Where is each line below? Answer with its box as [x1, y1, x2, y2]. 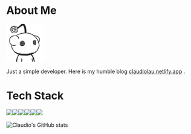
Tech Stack [6, 89, 64, 103]
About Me [6, 4, 57, 18]
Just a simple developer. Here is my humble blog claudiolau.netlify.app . [6, 68, 186, 75]
